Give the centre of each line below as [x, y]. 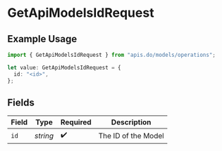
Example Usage [42, 39]
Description [131, 122]
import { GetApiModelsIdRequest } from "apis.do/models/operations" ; [112, 55]
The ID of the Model [131, 136]
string [44, 136]
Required [76, 122]
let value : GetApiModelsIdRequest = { [64, 67]
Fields [21, 102]
